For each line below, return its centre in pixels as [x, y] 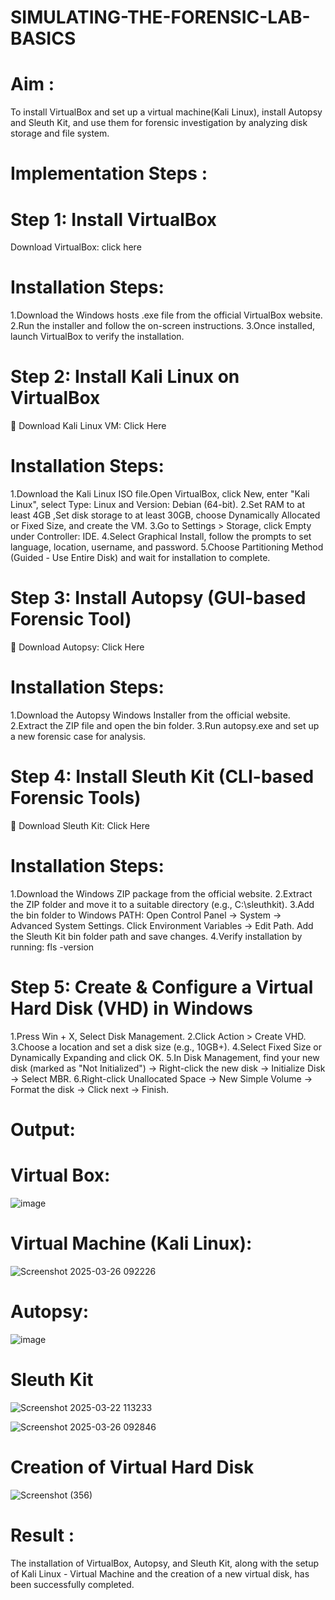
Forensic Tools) [76, 798]
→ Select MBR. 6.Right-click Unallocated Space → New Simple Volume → [161, 1078]
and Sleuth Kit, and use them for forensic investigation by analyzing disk [159, 123]
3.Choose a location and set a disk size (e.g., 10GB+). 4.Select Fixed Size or [166, 1047]
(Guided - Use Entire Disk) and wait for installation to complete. [140, 558]
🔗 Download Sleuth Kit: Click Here [80, 825]
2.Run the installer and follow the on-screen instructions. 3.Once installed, [162, 326]
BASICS [43, 38]
